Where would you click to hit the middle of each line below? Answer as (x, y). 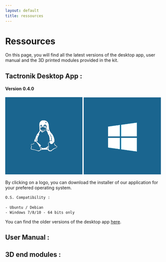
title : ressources (24, 16)
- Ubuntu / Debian (24, 207)
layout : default (22, 10)
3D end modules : (33, 254)
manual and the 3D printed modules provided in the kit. (62, 60)
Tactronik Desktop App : (44, 76)
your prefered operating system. (38, 187)
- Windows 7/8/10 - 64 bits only (40, 212)
